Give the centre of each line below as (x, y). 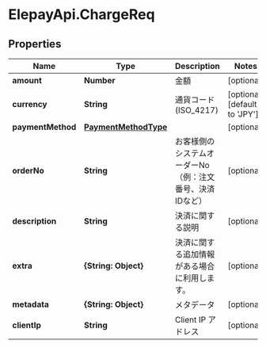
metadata (30, 304)
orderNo (28, 170)
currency (30, 104)
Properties (35, 44)
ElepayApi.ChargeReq (82, 15)
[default (242, 104)
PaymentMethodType (126, 127)
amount (27, 80)
